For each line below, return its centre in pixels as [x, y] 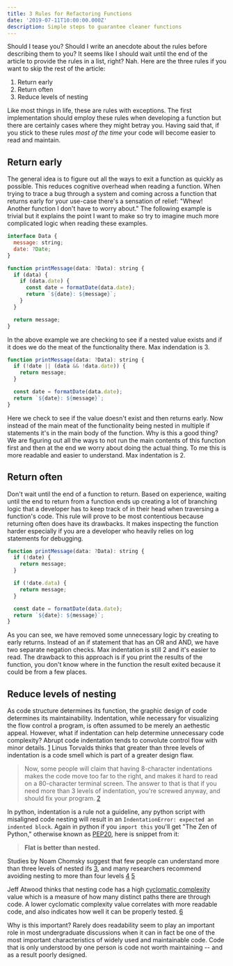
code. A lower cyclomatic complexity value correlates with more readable [112, 905]
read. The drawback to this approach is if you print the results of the [105, 657]
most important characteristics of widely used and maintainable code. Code [116, 940]
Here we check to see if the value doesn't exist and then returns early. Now [115, 418]
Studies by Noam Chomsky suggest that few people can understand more [113, 861]
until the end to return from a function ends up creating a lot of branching [112, 501]
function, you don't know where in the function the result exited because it [114, 665]
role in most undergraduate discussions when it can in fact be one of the [111, 933]
